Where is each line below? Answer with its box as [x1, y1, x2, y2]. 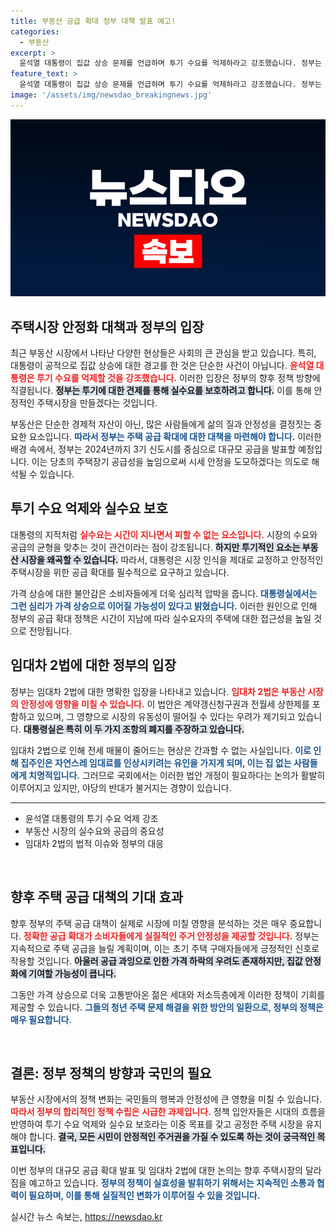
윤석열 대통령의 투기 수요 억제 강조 [24, 812, 159, 824]
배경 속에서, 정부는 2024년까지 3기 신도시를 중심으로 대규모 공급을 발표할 [10, 443, 297, 455]
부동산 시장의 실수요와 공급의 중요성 [24, 825, 165, 837]
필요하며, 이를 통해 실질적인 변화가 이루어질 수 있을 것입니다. [28, 1190, 261, 1202]
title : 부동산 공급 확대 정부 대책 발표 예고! [10, 16, 177, 26]
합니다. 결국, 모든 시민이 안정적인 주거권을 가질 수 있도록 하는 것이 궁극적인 [28, 1131, 316, 1143]
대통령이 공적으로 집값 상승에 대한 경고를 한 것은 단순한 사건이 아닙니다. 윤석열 [10, 360, 315, 372]
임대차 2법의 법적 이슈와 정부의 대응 [24, 837, 165, 849]
